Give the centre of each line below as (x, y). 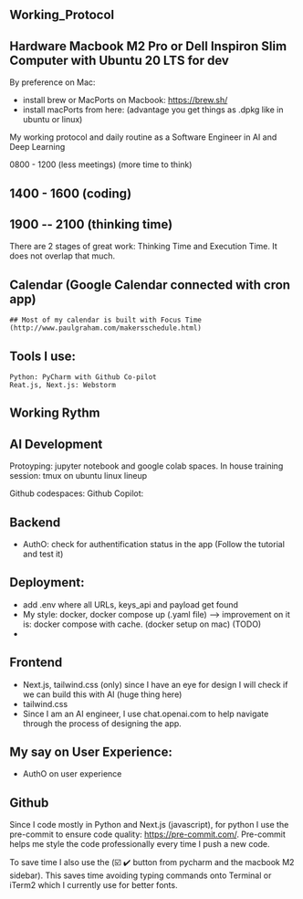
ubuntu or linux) (52, 120)
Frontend (36, 663)
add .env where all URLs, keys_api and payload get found (131, 604)
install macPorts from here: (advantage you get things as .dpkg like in (153, 110)
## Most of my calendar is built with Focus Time (106, 320)
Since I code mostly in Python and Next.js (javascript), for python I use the (149, 825)
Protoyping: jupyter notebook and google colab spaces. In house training (146, 466)
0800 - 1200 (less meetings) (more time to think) (101, 164)
